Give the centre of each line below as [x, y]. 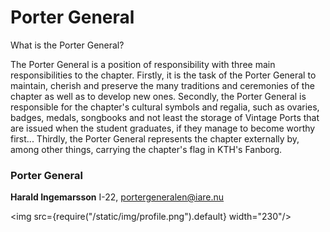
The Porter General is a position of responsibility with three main [143, 64]
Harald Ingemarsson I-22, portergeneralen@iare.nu [117, 197]
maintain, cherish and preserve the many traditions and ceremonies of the [162, 85]
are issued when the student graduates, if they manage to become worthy [163, 128]
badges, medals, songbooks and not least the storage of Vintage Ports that [165, 117]
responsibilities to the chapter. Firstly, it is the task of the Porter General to [163, 75]
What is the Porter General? [67, 45]
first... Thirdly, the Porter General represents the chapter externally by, [155, 138]
